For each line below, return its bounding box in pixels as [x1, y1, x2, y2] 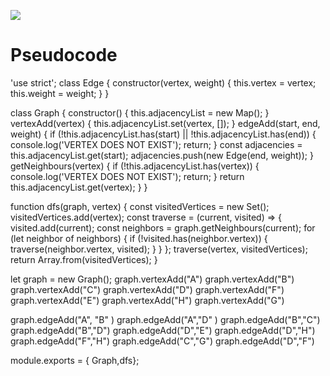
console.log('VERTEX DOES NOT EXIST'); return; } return [10, 170, 245, 182]
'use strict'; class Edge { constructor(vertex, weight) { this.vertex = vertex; [10, 76, 317, 89]
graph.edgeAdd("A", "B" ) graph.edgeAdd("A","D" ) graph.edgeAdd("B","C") [10, 313, 321, 325]
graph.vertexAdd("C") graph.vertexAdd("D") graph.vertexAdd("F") [10, 283, 285, 295]
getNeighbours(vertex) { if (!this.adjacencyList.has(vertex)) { [10, 160, 260, 172]
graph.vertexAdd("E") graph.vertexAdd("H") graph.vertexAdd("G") [10, 294, 285, 306]
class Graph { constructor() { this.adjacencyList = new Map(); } [10, 106, 270, 119]
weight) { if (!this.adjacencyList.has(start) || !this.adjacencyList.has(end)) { [10, 128, 317, 140]
